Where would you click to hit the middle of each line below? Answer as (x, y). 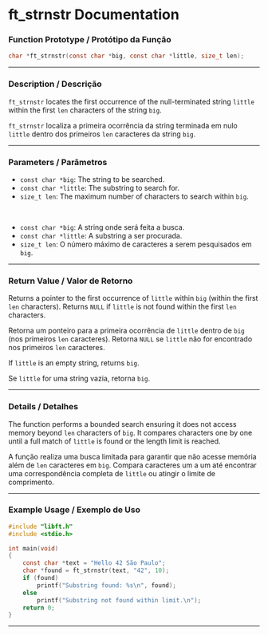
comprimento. (31, 482)
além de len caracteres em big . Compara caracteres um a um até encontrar (132, 465)
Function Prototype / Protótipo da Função (90, 40)
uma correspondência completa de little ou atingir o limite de (112, 473)
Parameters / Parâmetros (58, 162)
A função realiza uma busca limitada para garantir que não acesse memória (132, 456)
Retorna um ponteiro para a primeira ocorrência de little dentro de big (126, 331)
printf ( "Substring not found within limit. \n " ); (119, 600)
